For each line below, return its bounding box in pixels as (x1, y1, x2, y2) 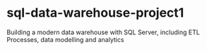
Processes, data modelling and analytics (6, 35, 124, 43)
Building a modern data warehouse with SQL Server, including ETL (6, 28, 201, 36)
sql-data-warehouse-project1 (6, 5, 184, 21)
